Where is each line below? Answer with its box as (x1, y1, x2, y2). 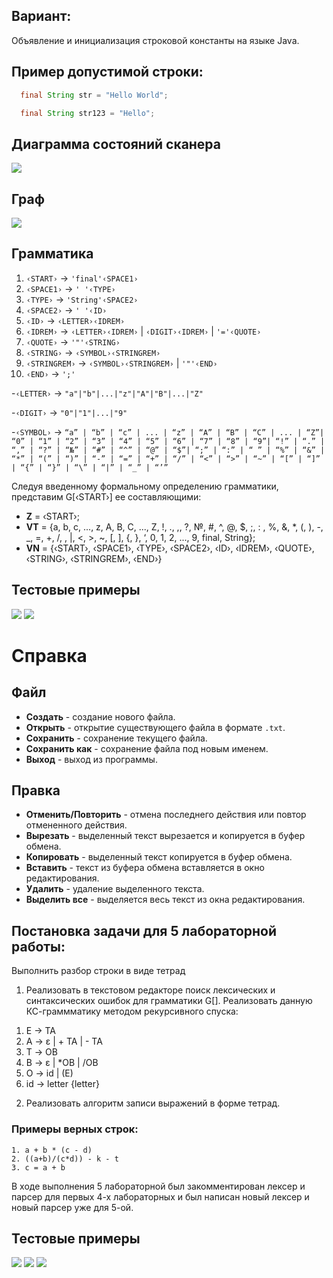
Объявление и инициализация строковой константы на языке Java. (11, 34, 300, 46)
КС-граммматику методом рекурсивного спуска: (25, 1005, 239, 1018)
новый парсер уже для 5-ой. (11, 1201, 134, 1213)
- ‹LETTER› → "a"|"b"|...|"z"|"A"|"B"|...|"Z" (11, 387, 204, 399)
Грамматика (11, 245, 94, 263)
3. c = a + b (11, 1162, 66, 1173)
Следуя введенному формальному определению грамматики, (11, 480, 279, 492)
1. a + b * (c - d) (11, 1145, 93, 1155)
